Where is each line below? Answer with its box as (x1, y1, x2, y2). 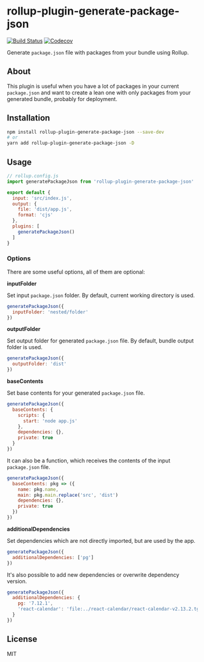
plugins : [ (12, 223, 40, 229)
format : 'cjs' (18, 212, 53, 218)
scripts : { (18, 412, 45, 418)
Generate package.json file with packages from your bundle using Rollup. (7, 48, 189, 56)
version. (7, 577, 27, 585)
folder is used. (7, 344, 43, 351)
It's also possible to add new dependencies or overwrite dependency (7, 571, 180, 578)
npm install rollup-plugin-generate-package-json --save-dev (7, 129, 165, 135)
